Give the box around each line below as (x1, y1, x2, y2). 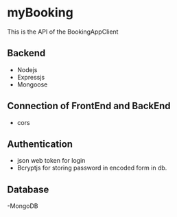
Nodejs (16, 65, 38, 73)
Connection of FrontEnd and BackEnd (7, 100, 171, 112)
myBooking (7, 5, 73, 21)
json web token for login (16, 157, 86, 165)
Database (7, 183, 49, 195)
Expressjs (16, 73, 45, 81)
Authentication (7, 138, 73, 150)
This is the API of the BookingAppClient (7, 27, 119, 36)
